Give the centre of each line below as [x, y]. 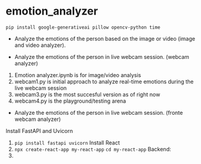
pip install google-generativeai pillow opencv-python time [83, 27]
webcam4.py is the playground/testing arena [70, 101]
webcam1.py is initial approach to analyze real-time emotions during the [104, 81]
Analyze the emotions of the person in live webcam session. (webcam [102, 56]
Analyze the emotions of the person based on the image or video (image [105, 38]
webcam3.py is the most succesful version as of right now [87, 94]
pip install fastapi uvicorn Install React [67, 142]
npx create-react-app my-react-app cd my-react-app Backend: [93, 149]
